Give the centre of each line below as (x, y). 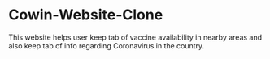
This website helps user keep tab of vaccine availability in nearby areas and (135, 37)
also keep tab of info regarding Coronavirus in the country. (107, 45)
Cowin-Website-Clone (86, 15)
